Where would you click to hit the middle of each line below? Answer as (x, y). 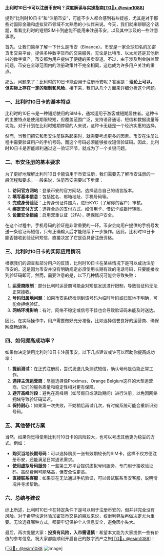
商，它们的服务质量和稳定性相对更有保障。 (55, 387)
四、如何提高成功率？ (30, 340)
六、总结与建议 (23, 498)
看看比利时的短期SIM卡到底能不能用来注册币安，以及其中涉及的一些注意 (86, 30)
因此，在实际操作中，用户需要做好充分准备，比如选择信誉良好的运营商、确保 (82, 320)
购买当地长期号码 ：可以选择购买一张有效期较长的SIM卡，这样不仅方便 (82, 454)
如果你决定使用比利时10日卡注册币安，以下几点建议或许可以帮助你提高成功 (80, 352)
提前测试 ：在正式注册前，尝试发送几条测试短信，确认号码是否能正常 (81, 369)
